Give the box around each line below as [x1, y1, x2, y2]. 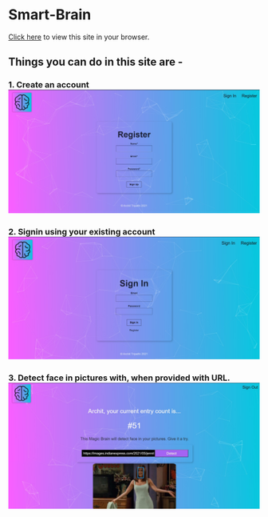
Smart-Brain [8, 6, 92, 24]
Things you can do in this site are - [8, 55, 183, 69]
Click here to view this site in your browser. [8, 32, 150, 42]
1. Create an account [8, 79, 89, 90]
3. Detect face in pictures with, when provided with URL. [8, 372, 231, 383]
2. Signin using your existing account [8, 226, 156, 237]
